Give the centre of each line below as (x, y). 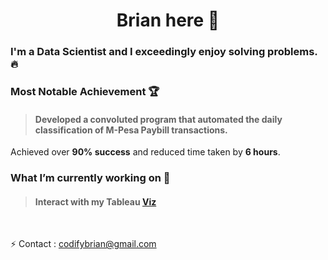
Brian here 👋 (168, 20)
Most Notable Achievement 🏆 (85, 92)
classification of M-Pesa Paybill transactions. (131, 130)
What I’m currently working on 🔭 (90, 178)
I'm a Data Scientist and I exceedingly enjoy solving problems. (164, 52)
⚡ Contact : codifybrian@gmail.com (83, 244)
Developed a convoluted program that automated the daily (158, 119)
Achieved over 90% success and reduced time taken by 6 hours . (145, 152)
